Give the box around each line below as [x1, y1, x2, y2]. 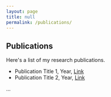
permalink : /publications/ [6, 19, 72, 25]
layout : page [6, 8, 38, 15]
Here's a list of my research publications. [6, 57, 106, 64]
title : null [6, 14, 35, 20]
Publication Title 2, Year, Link [14, 74, 85, 81]
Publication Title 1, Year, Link [14, 68, 84, 75]
